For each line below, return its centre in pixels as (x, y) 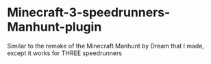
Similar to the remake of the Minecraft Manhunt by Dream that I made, (105, 46)
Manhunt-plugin (54, 27)
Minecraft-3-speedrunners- (89, 13)
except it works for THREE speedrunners (64, 53)
